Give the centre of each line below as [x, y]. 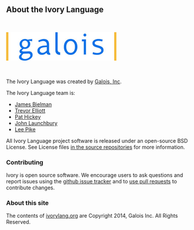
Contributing [25, 162]
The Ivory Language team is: [41, 93]
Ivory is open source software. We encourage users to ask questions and [95, 175]
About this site [27, 203]
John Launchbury [36, 123]
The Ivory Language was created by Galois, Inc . [64, 81]
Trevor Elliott [30, 110]
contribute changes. [31, 188]
